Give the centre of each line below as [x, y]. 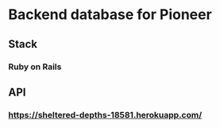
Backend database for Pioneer [110, 15]
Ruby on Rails [35, 67]
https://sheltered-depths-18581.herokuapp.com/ [105, 114]
